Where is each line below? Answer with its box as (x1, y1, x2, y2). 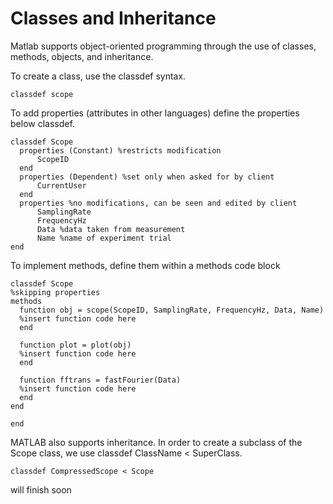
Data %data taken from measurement (36, 224, 186, 234)
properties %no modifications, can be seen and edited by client (19, 198, 298, 208)
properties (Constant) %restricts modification (19, 145, 222, 156)
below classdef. (10, 117, 75, 129)
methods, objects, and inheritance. (10, 50, 154, 62)
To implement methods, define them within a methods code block (10, 259, 281, 271)
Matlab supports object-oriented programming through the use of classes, (10, 40, 317, 52)
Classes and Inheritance (10, 7, 217, 30)
